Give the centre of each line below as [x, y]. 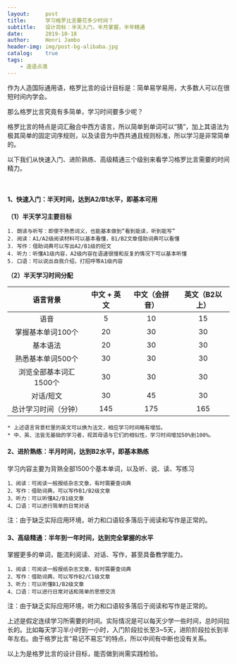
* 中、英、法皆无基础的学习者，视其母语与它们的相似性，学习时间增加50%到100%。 [111, 435]
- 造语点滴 [34, 67]
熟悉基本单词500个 [47, 358]
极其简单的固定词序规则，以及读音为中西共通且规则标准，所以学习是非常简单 [119, 135]
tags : [15, 60]
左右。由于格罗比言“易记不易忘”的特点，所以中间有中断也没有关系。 [112, 639]
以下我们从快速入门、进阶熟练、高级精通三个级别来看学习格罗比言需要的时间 [119, 159]
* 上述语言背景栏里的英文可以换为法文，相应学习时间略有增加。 [87, 428]
